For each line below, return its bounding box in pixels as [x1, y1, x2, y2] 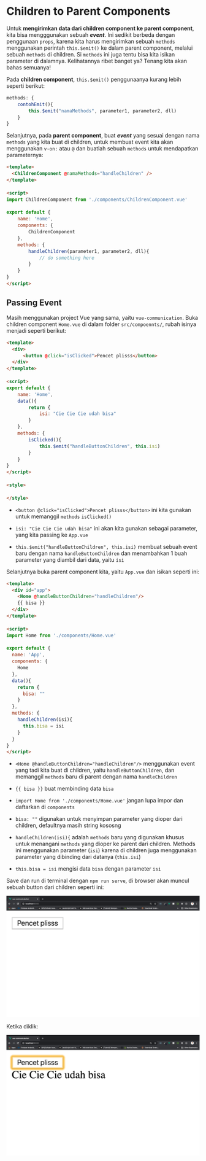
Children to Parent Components [6, 4, 170, 18]
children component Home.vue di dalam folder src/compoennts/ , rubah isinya [6, 320, 197, 328]
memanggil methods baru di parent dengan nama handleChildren [15, 773, 178, 780]
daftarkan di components [15, 803, 75, 811]
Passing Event [6, 298, 63, 308]
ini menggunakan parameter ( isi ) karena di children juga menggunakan [15, 847, 197, 854]
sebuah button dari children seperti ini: [6, 883, 104, 891]
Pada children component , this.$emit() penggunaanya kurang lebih [6, 76, 181, 83]
